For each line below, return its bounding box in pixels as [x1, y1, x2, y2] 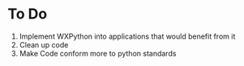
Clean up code [19, 39, 69, 49]
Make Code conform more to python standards [19, 48, 177, 58]
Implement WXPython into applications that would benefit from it [19, 31, 236, 41]
